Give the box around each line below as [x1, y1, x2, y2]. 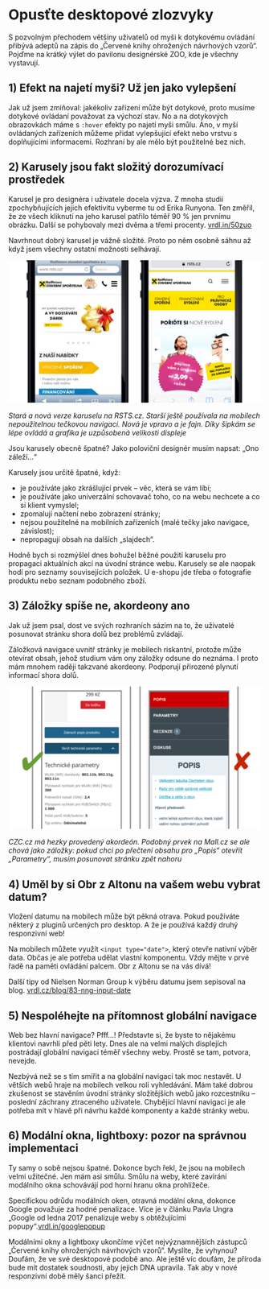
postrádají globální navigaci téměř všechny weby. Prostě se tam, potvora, [8, 1047, 251, 1056]
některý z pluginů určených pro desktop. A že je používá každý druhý [8, 920, 238, 930]
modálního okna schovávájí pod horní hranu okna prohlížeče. [8, 1180, 210, 1189]
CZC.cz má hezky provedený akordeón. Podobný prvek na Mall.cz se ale [8, 837, 251, 847]
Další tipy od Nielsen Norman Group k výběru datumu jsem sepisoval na [8, 977, 247, 987]
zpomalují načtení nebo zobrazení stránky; [19, 509, 161, 518]
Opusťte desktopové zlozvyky [8, 6, 214, 24]
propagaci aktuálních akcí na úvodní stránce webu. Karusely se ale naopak [8, 559, 255, 568]
